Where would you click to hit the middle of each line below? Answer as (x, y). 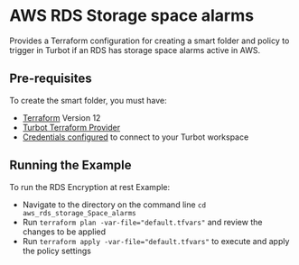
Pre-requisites (51, 79)
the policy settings (57, 251)
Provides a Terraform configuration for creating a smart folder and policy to (149, 41)
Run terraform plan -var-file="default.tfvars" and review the (142, 222)
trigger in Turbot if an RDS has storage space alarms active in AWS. (135, 50)
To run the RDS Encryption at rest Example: (90, 187)
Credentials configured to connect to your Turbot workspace (135, 137)
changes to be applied (64, 232)
